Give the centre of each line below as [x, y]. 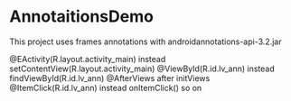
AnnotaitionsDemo [81, 17]
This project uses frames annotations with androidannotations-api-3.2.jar [145, 41]
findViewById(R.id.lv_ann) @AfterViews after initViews [110, 78]
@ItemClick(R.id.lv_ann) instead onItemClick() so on [106, 87]
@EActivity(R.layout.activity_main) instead [88, 59]
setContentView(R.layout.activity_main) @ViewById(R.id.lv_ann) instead [142, 69]
